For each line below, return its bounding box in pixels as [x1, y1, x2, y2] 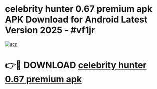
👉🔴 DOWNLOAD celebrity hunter [5, 60, 147, 71]
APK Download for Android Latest [5, 14, 148, 25]
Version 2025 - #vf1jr [5, 25, 95, 36]
